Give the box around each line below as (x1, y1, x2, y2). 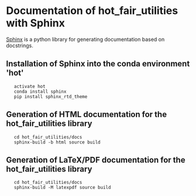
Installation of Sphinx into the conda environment (6, 59, 190, 69)
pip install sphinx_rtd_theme (13, 93, 88, 100)
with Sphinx (6, 16, 66, 30)
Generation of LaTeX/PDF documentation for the (6, 155, 185, 164)
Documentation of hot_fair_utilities (6, 4, 178, 17)
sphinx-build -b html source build (13, 139, 101, 145)
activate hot (13, 83, 46, 89)
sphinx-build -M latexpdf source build (13, 185, 111, 191)
